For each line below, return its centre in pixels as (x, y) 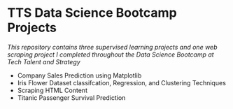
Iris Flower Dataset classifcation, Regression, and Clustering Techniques (121, 82)
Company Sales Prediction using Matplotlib (79, 75)
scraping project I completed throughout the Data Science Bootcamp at (111, 54)
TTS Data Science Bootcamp (92, 13)
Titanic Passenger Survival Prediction (71, 97)
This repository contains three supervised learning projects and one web (112, 47)
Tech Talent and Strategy (44, 61)
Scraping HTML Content (52, 90)
